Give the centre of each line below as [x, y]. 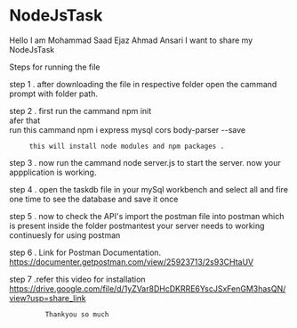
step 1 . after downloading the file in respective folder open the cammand [143, 84]
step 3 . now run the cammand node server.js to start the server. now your [145, 162]
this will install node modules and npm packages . [127, 146]
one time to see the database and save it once [94, 199]
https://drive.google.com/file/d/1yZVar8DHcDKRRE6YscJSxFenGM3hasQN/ [148, 288]
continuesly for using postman [65, 235]
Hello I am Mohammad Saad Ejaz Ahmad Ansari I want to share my [131, 40]
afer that [25, 120]
